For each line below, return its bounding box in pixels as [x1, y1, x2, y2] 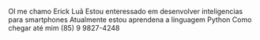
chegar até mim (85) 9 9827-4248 [8, 24, 120, 32]
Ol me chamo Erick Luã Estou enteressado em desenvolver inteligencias [8, 7, 243, 16]
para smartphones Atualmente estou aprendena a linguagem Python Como [8, 15, 252, 24]
